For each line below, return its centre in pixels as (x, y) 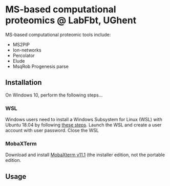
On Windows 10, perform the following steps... (54, 95)
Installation (24, 82)
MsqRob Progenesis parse (41, 66)
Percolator (24, 55)
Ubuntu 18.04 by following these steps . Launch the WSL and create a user (83, 125)
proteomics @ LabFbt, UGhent (71, 20)
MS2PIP (21, 44)
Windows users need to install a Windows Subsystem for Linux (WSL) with (84, 120)
